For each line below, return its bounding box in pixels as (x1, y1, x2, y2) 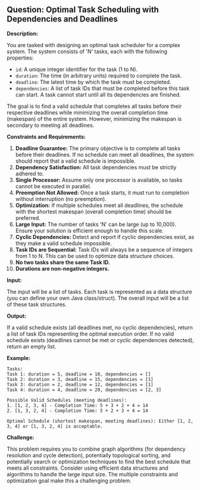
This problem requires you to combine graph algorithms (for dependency (7, 445, 186, 452)
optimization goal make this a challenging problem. (7, 477, 132, 484)
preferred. (15, 214, 40, 221)
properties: (7, 54, 34, 61)
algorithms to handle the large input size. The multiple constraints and (7, 470, 178, 477)
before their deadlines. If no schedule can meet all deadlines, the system (15, 151, 194, 158)
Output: (7, 312, 26, 320)
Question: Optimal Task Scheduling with (7, 5, 160, 15)
